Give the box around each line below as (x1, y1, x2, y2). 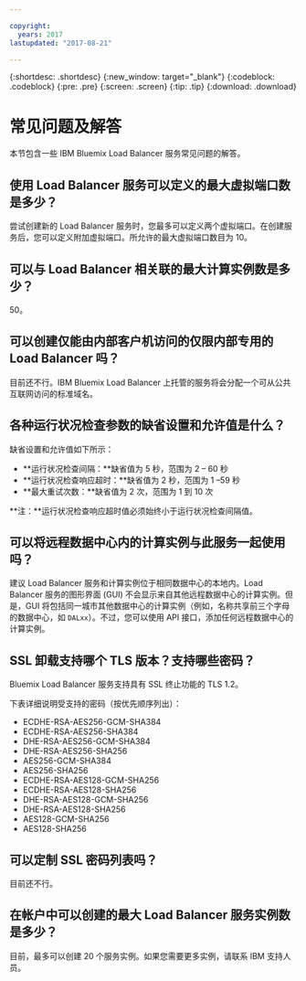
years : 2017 (17, 29, 64, 39)
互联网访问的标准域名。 (9, 388, 98, 399)
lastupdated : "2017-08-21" (9, 38, 112, 48)
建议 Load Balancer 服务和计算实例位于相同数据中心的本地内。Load (9, 578, 263, 589)
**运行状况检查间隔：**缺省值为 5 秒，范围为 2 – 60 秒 (22, 463, 228, 474)
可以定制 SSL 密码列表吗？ (9, 852, 158, 868)
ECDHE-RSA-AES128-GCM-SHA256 (22, 774, 160, 786)
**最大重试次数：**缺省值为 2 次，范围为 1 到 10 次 (22, 485, 214, 496)
